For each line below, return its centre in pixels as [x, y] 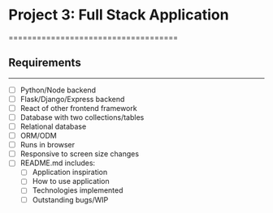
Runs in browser [48, 145]
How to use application [71, 181]
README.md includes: [58, 163]
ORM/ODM [38, 136]
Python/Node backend [58, 90]
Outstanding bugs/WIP [70, 199]
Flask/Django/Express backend [72, 99]
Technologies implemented [78, 190]
